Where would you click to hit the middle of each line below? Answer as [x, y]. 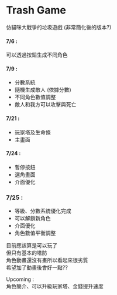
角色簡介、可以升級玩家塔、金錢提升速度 [55, 286]
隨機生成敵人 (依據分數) [43, 90]
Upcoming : [20, 279]
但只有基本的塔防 [27, 253]
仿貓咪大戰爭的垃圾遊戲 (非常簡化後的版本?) [59, 27]
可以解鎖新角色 [32, 219]
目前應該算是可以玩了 [32, 246]
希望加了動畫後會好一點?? [37, 267]
